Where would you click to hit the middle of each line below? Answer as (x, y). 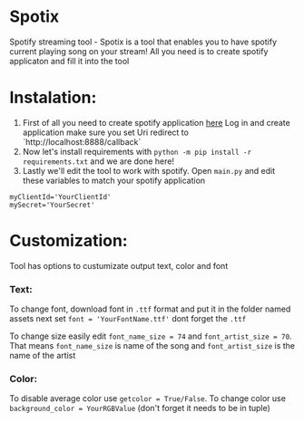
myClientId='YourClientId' (60, 197)
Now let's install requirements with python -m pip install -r (137, 151)
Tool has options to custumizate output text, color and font (119, 265)
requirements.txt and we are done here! (98, 161)
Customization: (69, 241)
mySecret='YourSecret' (52, 205)
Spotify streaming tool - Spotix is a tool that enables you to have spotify (143, 42)
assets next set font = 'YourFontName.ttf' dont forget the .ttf (128, 319)
